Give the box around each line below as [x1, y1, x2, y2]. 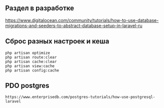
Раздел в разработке [5, 4, 74, 12]
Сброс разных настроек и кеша [5, 37, 109, 45]
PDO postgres [5, 81, 49, 90]
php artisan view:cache [5, 63, 55, 68]
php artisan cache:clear [5, 59, 57, 64]
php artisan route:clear [5, 54, 57, 59]
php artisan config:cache [5, 67, 59, 73]
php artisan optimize [5, 50, 50, 55]
